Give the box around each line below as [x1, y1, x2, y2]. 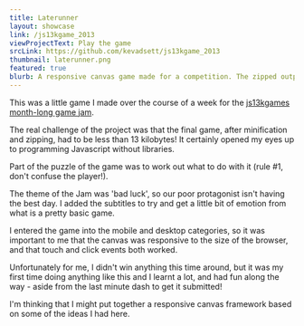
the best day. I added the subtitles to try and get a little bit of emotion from [9, 197, 287, 208]
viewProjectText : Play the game [9, 38, 131, 48]
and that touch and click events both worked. [9, 244, 178, 254]
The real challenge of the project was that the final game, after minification [9, 124, 288, 135]
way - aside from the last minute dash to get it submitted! [9, 281, 223, 292]
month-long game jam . [9, 106, 95, 118]
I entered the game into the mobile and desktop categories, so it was [9, 225, 265, 235]
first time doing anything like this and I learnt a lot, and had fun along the [9, 271, 280, 282]
